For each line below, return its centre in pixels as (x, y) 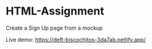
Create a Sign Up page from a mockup (54, 28)
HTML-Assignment (55, 11)
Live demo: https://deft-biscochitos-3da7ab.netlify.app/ (76, 39)
